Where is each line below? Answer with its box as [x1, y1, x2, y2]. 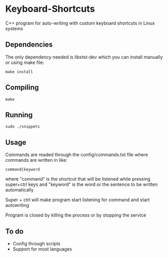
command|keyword [5, 167, 40, 172]
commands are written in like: [5, 157, 68, 163]
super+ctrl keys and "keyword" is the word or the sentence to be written [5, 181, 158, 187]
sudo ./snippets [5, 124, 40, 130]
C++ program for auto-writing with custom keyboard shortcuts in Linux [5, 20, 155, 26]
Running [5, 111, 33, 119]
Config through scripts [12, 241, 60, 246]
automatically [5, 187, 34, 193]
